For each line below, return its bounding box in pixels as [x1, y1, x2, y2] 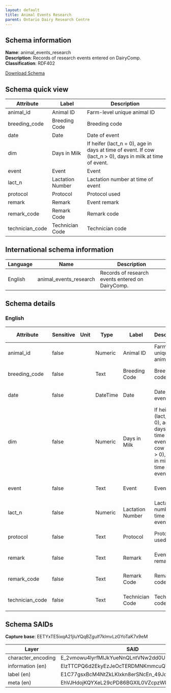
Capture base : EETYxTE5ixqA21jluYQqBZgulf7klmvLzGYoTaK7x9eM [5, 634, 148, 640]
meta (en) [8, 679, 32, 686]
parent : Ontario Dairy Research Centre [5, 17, 90, 22]
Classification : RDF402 [5, 60, 55, 66]
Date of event [87, 132, 120, 138]
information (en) [8, 662, 47, 670]
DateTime [95, 391, 119, 398]
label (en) [8, 671, 31, 678]
